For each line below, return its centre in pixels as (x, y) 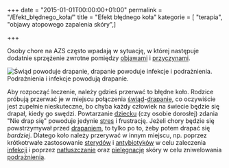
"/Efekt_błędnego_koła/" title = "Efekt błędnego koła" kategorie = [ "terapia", (115, 17)
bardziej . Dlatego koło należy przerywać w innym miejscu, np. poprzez (107, 135)
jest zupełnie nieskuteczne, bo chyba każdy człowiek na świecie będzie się (113, 106)
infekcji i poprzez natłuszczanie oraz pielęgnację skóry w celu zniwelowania (114, 150)
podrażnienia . (26, 157)
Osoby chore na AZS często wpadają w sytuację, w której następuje (103, 51)
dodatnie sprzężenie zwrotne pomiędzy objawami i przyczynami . (99, 58)
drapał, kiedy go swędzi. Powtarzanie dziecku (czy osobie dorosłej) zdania (112, 113)
